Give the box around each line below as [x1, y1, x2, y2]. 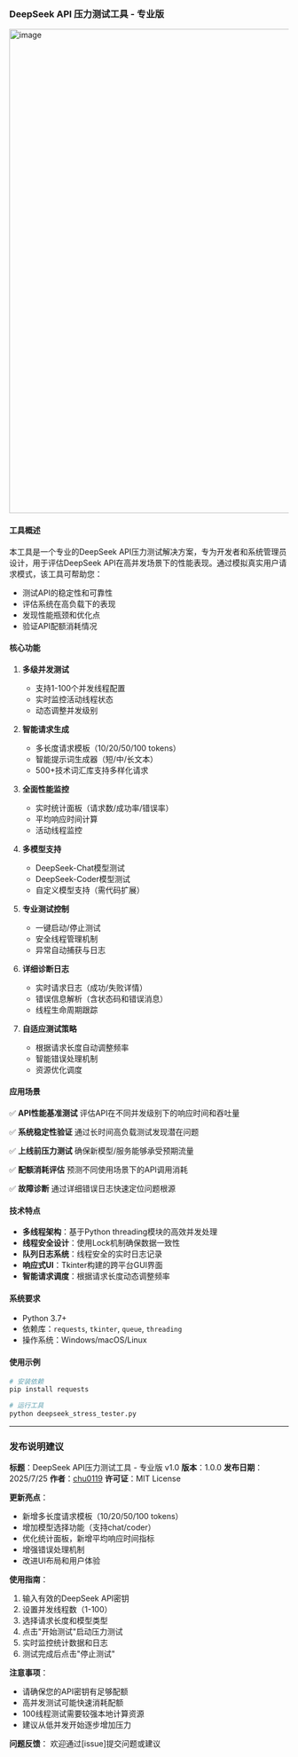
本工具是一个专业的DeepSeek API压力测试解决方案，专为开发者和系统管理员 [9, 546, 287, 556]
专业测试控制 [21, 903, 69, 914]
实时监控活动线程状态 [35, 694, 114, 705]
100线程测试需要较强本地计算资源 [21, 1708, 145, 1719]
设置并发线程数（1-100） [21, 1604, 113, 1615]
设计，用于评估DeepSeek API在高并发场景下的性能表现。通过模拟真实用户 [9, 557, 279, 568]
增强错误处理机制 [21, 1544, 85, 1555]
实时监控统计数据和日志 [21, 1637, 108, 1648]
